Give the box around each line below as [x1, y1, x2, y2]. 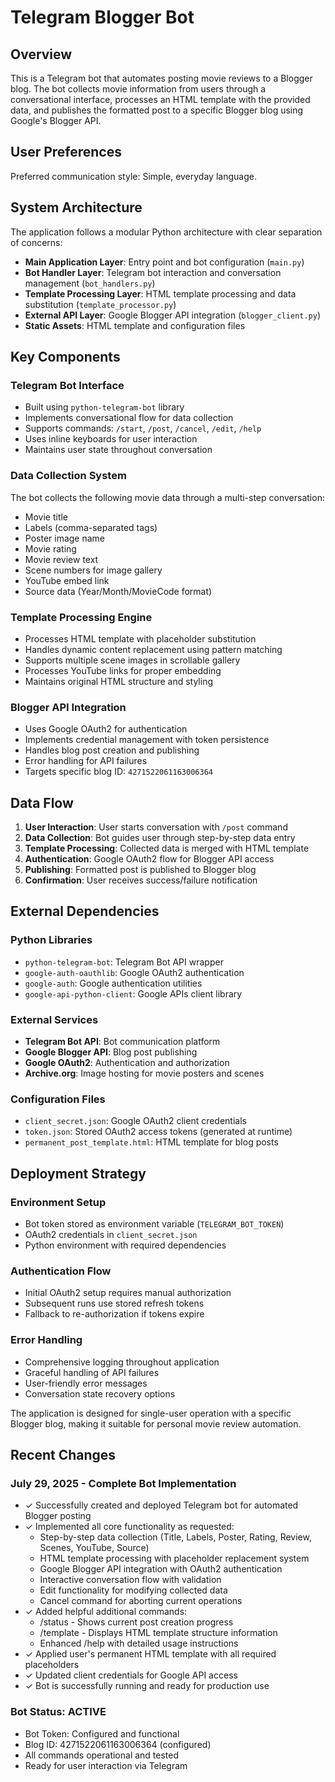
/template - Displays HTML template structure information [39, 1627, 278, 1639]
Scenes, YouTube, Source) [39, 1542, 150, 1554]
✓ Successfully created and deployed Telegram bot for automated [24, 1499, 299, 1511]
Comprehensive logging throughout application [24, 1356, 220, 1368]
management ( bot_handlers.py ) [24, 277, 156, 289]
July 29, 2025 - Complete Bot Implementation [10, 1476, 237, 1490]
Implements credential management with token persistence [24, 734, 270, 746]
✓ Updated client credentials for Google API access [24, 1669, 238, 1681]
